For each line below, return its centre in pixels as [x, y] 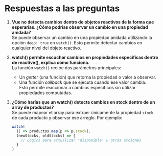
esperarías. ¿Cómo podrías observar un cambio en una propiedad [80, 27]
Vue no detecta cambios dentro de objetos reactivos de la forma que [83, 22]
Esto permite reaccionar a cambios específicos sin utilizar [77, 87]
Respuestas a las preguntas [62, 9]
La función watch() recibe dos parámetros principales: [66, 68]
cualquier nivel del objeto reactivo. [47, 48]
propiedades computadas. [46, 93]
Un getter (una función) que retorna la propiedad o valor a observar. [88, 77]
